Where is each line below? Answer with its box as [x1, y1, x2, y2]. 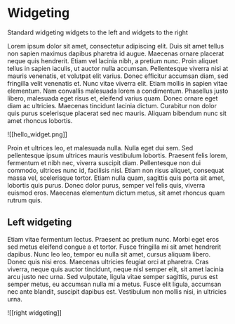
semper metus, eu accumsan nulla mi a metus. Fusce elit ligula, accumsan [7, 280, 222, 288]
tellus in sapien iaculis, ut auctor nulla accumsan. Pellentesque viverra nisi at [7, 64, 229, 72]
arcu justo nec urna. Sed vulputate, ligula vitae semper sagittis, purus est [7, 272, 218, 280]
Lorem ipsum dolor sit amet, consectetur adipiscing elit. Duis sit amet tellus [7, 41, 224, 50]
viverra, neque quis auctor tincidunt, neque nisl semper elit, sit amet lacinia [7, 265, 224, 273]
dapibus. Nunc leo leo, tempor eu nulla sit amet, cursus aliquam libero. [7, 250, 211, 258]
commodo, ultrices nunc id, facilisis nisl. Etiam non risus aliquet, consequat [7, 166, 224, 174]
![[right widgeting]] [7, 308, 62, 317]
